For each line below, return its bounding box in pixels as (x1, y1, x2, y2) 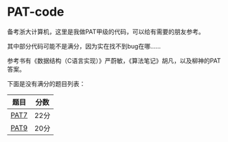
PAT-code (7, 4, 65, 20)
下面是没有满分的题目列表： (7, 79, 86, 87)
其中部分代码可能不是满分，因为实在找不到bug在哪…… (7, 42, 161, 50)
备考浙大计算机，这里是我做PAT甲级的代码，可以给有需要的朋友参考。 (7, 27, 205, 35)
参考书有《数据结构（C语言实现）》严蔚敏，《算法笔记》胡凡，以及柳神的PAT (7, 56, 221, 65)
